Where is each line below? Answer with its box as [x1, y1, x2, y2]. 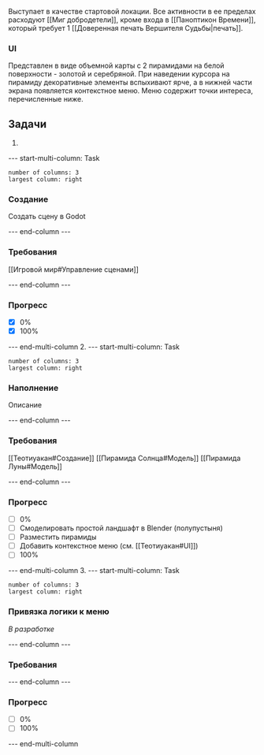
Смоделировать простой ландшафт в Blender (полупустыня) [19, 523, 223, 533]
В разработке [8, 624, 55, 634]
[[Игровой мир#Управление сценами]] [8, 264, 139, 274]
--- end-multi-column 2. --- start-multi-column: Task [8, 342, 180, 351]
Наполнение [8, 382, 59, 393]
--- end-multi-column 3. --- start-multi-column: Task [8, 566, 180, 575]
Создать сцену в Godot [8, 212, 86, 221]
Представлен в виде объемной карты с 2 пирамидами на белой [8, 61, 225, 70]
